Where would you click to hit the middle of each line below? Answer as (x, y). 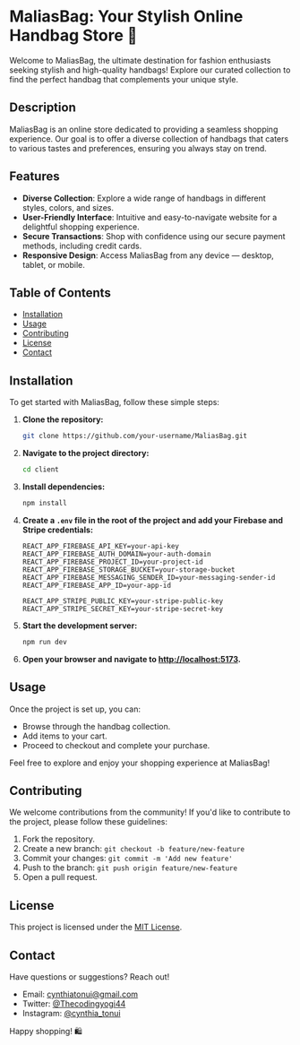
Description (43, 108)
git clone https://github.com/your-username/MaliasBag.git (135, 436)
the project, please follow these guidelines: (89, 822)
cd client (41, 470)
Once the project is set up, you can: (75, 709)
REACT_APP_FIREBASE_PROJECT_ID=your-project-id (112, 562)
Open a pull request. (60, 877)
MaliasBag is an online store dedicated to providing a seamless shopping (144, 129)
